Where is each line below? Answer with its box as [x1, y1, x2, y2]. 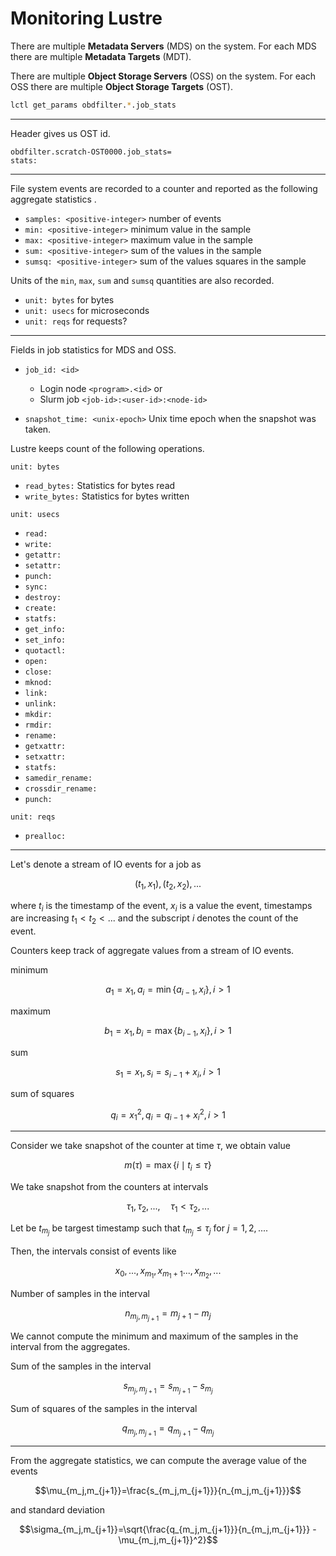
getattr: [24, 550, 62, 560]
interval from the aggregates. [10, 1341, 131, 1353]
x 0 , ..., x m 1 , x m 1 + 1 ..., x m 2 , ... [114, 1264, 222, 1280]
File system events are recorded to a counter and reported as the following [10, 182, 318, 194]
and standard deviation [10, 1504, 106, 1516]
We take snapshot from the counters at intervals [10, 1180, 209, 1192]
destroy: [24, 592, 62, 602]
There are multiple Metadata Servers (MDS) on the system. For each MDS [10, 40, 317, 52]
